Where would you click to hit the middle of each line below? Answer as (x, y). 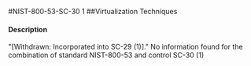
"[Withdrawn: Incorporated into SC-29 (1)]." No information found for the (125, 47)
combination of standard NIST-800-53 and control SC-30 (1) (106, 55)
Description (28, 29)
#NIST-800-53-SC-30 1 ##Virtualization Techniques (93, 11)
